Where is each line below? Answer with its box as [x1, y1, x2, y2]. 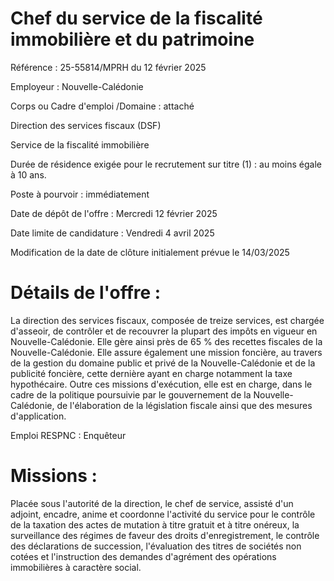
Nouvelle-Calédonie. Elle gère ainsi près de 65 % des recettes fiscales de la [10, 335, 323, 347]
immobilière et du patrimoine [10, 28, 255, 51]
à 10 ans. [10, 168, 47, 181]
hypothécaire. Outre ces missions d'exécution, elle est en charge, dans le [10, 378, 313, 390]
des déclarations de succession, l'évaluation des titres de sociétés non [10, 540, 302, 552]
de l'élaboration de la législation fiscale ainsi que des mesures [56, 399, 313, 411]
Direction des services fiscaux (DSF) [10, 119, 162, 131]
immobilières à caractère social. [10, 561, 142, 573]
